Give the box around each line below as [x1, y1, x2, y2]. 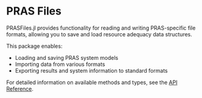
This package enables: [6, 42, 63, 50]
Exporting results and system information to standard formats [14, 67, 168, 74]
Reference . [6, 85, 34, 92]
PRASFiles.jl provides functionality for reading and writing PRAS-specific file [6, 24, 196, 31]
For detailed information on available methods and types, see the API [6, 79, 178, 86]
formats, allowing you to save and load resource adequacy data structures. [6, 30, 192, 38]
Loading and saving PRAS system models [14, 54, 119, 61]
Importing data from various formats [14, 60, 106, 68]
